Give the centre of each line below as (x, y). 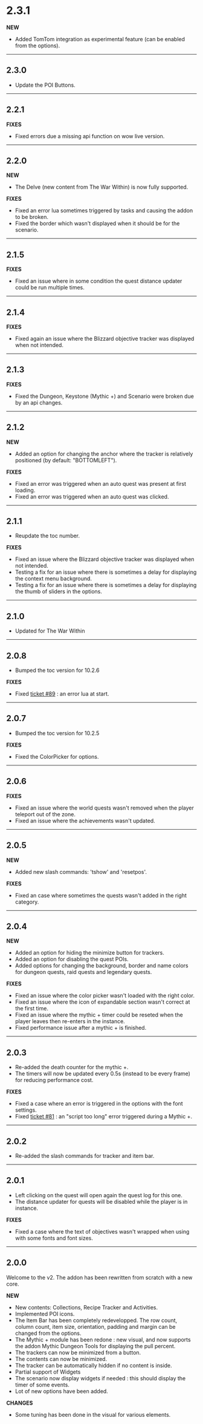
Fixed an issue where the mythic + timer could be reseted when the (99, 1015)
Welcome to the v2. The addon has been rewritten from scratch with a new (99, 1277)
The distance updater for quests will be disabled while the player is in (101, 1201)
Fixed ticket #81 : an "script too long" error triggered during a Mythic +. (103, 1117)
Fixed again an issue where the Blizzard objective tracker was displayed (105, 338)
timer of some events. (42, 1385)
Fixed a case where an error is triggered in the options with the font (99, 1104)
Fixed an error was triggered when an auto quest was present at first (100, 483)
